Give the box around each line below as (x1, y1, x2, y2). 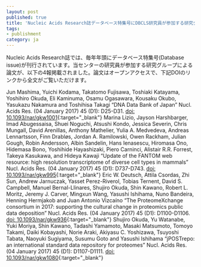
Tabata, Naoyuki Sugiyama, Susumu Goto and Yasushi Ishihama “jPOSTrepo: (6, 235, 195, 242)
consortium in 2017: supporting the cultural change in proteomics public (6, 203, 184, 210)
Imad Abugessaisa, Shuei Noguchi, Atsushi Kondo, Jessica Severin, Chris (6, 121, 187, 127)
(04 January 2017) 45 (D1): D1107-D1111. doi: (6, 248, 115, 255)
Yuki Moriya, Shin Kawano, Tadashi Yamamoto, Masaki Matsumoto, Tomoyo (6, 223, 193, 229)
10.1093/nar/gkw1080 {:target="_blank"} (6, 254, 103, 261)
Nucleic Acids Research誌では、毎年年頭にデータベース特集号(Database (6, 54, 184, 61)
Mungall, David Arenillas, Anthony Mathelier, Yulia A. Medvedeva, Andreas (6, 127, 190, 134)
